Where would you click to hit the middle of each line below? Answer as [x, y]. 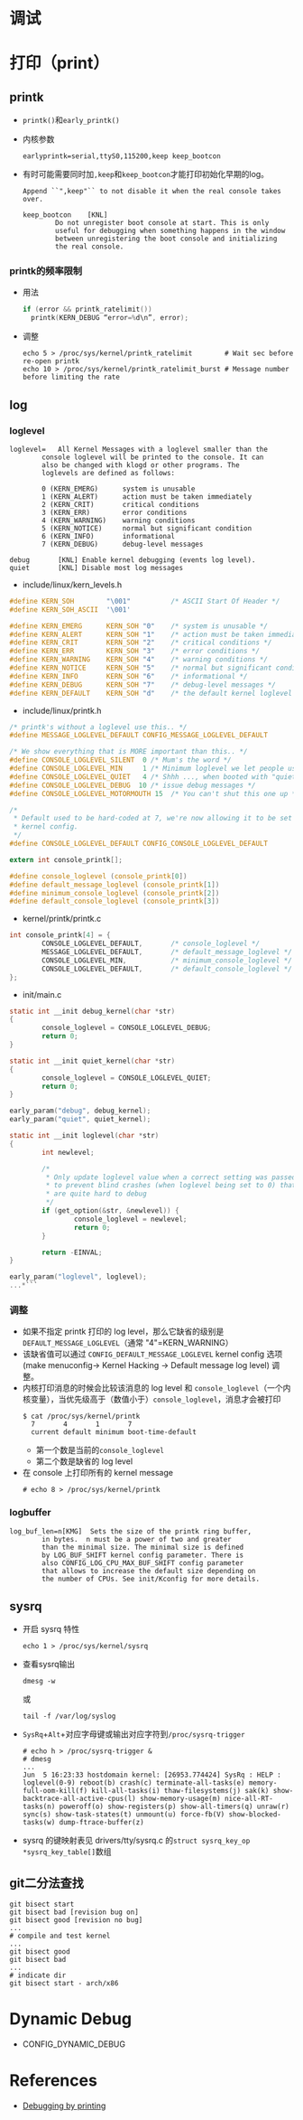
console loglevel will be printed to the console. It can [153, 457]
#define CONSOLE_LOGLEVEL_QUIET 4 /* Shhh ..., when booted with [139, 777]
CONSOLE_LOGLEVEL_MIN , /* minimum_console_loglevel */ [167, 960]
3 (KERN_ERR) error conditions [115, 512]
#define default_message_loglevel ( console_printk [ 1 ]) [115, 885]
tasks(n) [39, 1807]
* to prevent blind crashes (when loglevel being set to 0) [161, 1186]
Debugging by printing [64, 2106]
